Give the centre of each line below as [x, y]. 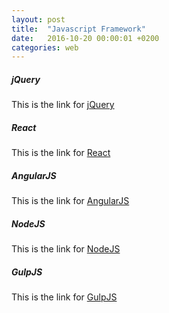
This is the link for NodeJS [66, 249]
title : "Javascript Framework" [78, 29]
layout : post [38, 19]
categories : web [45, 47]
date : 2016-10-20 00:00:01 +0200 [85, 38]
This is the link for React [61, 153]
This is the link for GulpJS [64, 297]
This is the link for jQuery [63, 105]
